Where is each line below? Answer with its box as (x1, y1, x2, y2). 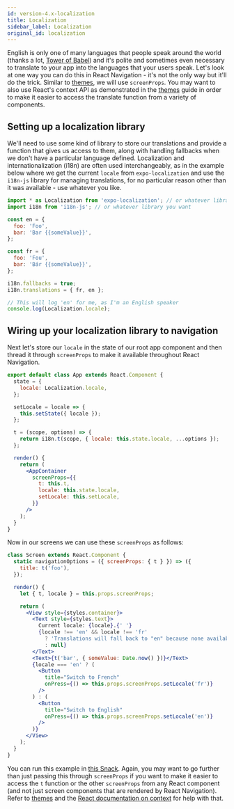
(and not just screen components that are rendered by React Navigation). (7, 786, 217, 794)
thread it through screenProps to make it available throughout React (7, 351, 200, 359)
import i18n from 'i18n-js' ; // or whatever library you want (7, 203, 192, 210)
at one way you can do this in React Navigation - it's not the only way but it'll (7, 71, 227, 79)
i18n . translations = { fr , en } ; (7, 286, 104, 293)
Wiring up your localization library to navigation (7, 324, 219, 336)
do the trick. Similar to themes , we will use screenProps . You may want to (7, 78, 216, 87)
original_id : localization (7, 29, 86, 37)
